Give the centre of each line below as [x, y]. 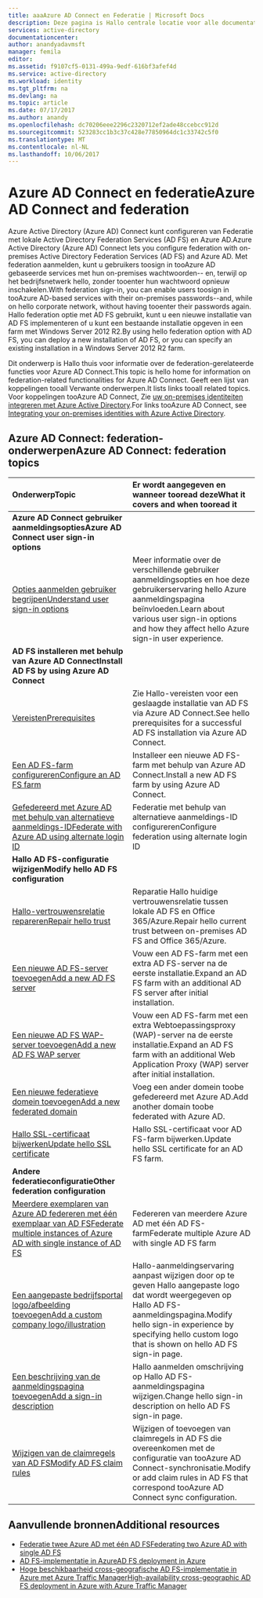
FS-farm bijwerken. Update [182, 1139]
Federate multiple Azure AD [200, 1233]
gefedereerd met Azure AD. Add [191, 1097]
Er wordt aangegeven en [179, 485]
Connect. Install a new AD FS [185, 775]
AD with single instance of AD [67, 1243]
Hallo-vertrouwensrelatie [59, 911]
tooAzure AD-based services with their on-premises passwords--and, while [130, 298]
